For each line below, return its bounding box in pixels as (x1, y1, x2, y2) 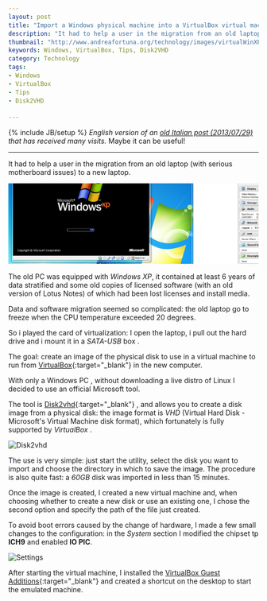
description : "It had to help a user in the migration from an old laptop (8, 29, 261, 37)
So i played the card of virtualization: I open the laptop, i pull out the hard (8, 328, 246, 338)
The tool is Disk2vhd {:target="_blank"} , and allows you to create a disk (8, 400, 242, 409)
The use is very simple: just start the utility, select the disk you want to (8, 456, 238, 465)
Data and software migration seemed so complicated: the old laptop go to (8, 304, 250, 314)
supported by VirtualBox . (8, 425, 93, 435)
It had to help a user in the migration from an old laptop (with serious (8, 159, 233, 169)
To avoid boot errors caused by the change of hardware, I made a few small (8, 521, 257, 530)
